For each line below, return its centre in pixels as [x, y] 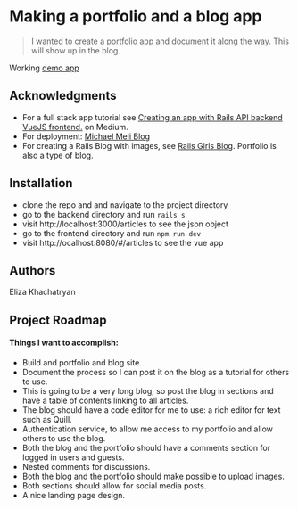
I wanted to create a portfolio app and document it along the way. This [160, 41]
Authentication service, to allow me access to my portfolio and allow [148, 429]
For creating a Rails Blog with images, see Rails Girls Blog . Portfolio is [149, 145]
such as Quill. [47, 419]
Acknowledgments [63, 96]
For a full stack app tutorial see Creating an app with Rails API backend [152, 117]
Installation [41, 183]
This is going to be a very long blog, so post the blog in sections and [148, 390]
